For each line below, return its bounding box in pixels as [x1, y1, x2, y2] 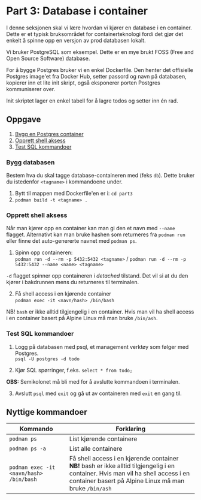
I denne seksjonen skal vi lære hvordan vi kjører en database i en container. [6, 24, 193, 31]
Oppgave [6, 115, 41, 125]
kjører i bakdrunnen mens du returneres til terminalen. [6, 279, 139, 286]
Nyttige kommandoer [6, 407, 88, 417]
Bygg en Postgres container [14, 130, 84, 137]
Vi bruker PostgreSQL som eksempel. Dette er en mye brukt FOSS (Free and [6, 48, 194, 55]
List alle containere [69, 445, 123, 453]
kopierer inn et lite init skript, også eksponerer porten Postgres [6, 79, 160, 86]
